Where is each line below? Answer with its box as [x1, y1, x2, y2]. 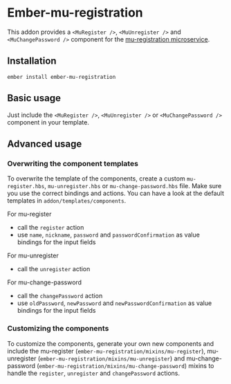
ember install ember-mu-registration [7, 73, 116, 80]
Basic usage [7, 92, 61, 104]
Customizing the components [7, 324, 109, 333]
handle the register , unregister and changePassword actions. [7, 369, 180, 377]
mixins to [188, 361, 214, 369]
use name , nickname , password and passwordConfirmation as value [17, 230, 201, 239]
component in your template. [7, 118, 90, 126]
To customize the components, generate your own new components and [7, 339, 214, 347]
